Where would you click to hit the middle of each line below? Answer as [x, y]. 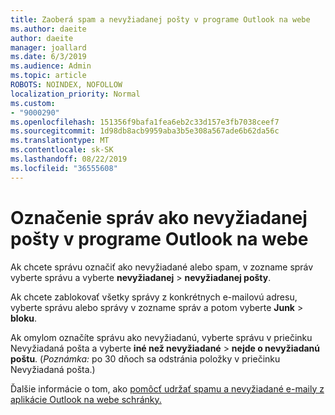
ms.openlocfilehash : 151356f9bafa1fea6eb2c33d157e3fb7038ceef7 [145, 122]
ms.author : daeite [48, 29]
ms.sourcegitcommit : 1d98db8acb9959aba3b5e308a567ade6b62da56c [145, 131]
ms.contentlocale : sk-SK [62, 150]
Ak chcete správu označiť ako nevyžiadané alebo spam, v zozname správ [162, 267]
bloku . [24, 318]
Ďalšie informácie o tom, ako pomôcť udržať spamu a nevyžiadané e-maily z [167, 388]
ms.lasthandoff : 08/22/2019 [69, 159]
